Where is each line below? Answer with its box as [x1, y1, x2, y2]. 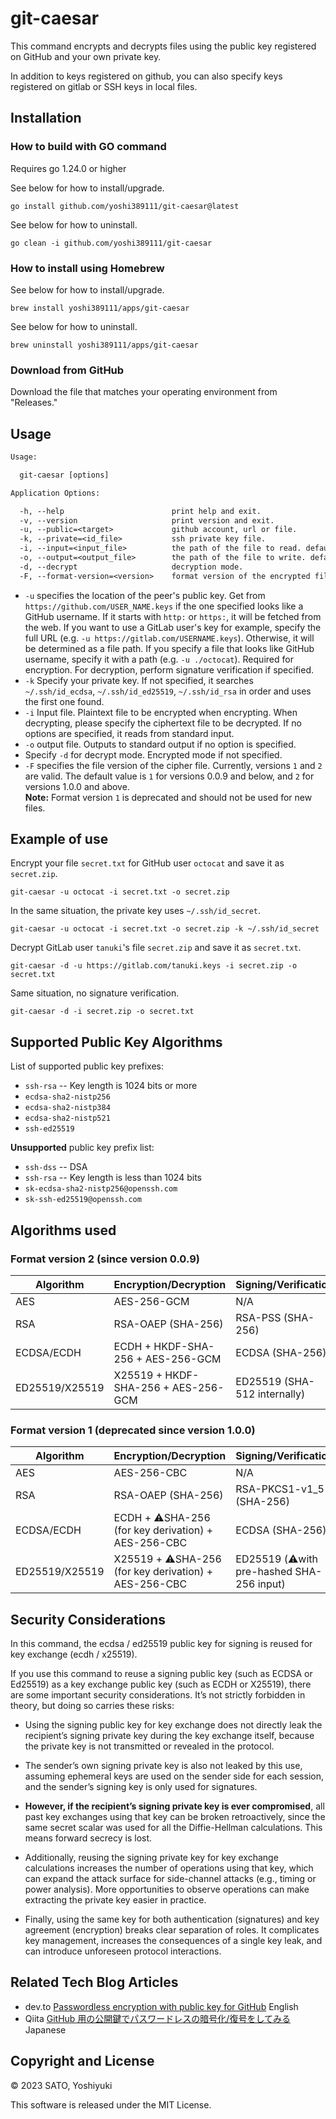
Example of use [10, 831, 109, 848]
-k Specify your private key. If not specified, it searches [24, 674, 254, 686]
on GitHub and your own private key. [10, 50, 162, 62]
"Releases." [10, 397, 58, 409]
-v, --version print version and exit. [19, 515, 275, 526]
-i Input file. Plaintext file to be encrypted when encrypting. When [24, 706, 298, 718]
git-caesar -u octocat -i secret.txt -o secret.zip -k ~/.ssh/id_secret [10, 924, 320, 934]
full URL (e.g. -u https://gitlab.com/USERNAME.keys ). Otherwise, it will [24, 632, 315, 644]
